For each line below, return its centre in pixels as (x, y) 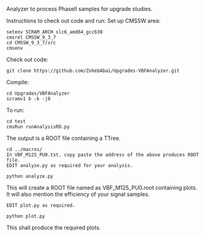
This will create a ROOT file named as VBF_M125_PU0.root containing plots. (102, 188)
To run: (15, 110)
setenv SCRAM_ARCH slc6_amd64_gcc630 (55, 32)
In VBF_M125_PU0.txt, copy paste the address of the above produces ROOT (103, 155)
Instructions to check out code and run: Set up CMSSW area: (83, 21)
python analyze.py (30, 176)
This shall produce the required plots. (54, 227)
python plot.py (26, 216)
